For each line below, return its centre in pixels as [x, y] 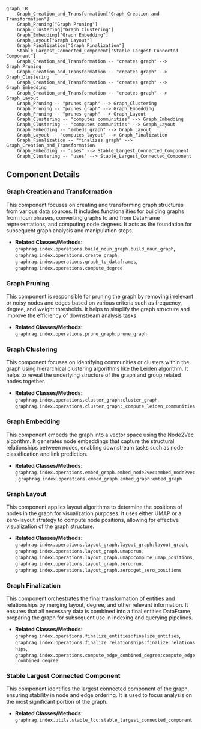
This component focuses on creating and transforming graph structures [95, 205]
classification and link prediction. [47, 454]
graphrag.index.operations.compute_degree [69, 268]
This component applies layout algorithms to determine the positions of [94, 507]
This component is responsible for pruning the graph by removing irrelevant [100, 296]
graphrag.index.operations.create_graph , [67, 255]
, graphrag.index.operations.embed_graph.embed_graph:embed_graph [98, 478]
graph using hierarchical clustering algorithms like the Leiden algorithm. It [97, 369]
